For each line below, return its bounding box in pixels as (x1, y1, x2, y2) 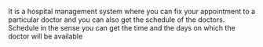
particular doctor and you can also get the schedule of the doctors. (8, 15, 225, 24)
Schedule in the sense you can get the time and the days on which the (8, 23, 236, 32)
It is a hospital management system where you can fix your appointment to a (8, 7, 256, 16)
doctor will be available (8, 31, 83, 41)
